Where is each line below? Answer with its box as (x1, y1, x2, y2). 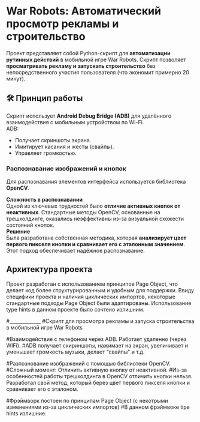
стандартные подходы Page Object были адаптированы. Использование (6, 299, 192, 307)
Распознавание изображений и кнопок (6, 164, 127, 172)
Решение (6, 228, 31, 235)
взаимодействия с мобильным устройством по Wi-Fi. (6, 118, 144, 125)
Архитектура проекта (6, 264, 93, 274)
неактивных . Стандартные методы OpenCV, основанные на (6, 209, 160, 216)
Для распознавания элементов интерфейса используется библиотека (6, 178, 186, 185)
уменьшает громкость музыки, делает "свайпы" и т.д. (6, 348, 145, 355)
